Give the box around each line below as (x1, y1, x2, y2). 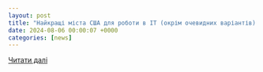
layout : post (8, 11, 51, 20)
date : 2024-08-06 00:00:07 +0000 (8, 26, 118, 34)
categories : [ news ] (8, 33, 73, 42)
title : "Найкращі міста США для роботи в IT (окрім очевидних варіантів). (8, 19, 260, 27)
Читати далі (8, 55, 48, 65)
